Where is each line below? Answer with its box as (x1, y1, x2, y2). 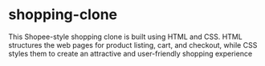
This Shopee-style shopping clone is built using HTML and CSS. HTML (8, 32, 243, 41)
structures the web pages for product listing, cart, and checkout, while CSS (8, 40, 258, 49)
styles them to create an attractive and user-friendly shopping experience (8, 49, 253, 58)
